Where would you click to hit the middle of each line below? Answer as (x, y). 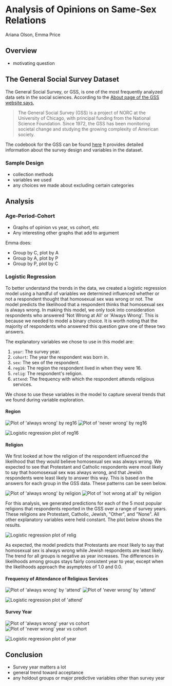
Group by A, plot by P (35, 258)
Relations (26, 20)
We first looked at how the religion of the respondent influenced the (77, 456)
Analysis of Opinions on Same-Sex (81, 10)
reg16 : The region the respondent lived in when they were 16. (77, 368)
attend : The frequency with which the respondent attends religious (83, 379)
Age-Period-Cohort (30, 216)
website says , (20, 103)
